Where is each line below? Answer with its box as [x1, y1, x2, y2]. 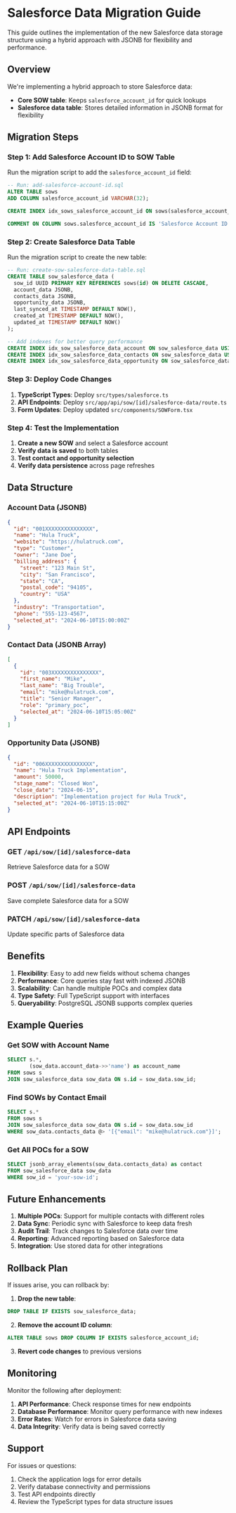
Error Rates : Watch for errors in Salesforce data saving [17, 1415, 177, 1423]
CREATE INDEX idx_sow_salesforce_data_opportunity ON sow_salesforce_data [7, 357, 231, 365]
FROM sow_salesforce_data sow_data [7, 1167, 112, 1174]
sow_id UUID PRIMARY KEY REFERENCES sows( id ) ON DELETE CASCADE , [13, 279, 209, 286]
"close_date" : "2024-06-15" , [13, 786, 99, 794]
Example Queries [7, 1019, 84, 1031]
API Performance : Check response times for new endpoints [17, 1400, 192, 1408]
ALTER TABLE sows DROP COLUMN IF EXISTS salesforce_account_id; [7, 1334, 199, 1341]
